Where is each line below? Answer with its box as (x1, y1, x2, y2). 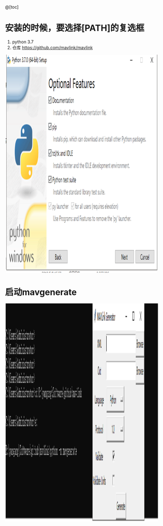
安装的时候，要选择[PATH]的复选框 (5, 23, 145, 33)
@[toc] (5, 4, 19, 10)
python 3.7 (12, 39, 34, 45)
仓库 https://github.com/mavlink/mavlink (12, 45, 93, 50)
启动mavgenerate (5, 287, 77, 298)
